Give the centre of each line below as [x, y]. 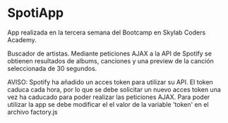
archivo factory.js [32, 112]
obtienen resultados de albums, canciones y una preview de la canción [110, 60]
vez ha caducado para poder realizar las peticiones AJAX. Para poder [109, 97]
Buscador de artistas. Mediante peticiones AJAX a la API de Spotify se [109, 53]
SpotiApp [36, 13]
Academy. [22, 39]
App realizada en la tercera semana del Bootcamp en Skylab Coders [107, 32]
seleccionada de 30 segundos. [52, 68]
